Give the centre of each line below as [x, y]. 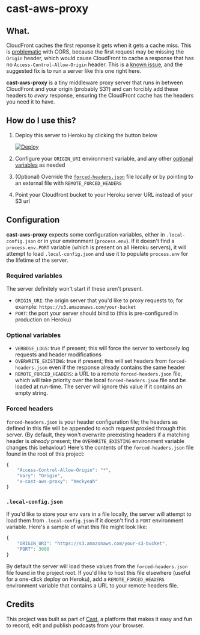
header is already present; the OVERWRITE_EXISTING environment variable [95, 441]
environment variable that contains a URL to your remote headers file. [92, 585]
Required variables [34, 276]
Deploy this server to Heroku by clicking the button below [86, 135]
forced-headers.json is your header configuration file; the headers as [92, 422]
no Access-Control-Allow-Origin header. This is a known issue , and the [95, 64]
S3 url [22, 201]
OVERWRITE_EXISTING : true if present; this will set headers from [91, 361]
